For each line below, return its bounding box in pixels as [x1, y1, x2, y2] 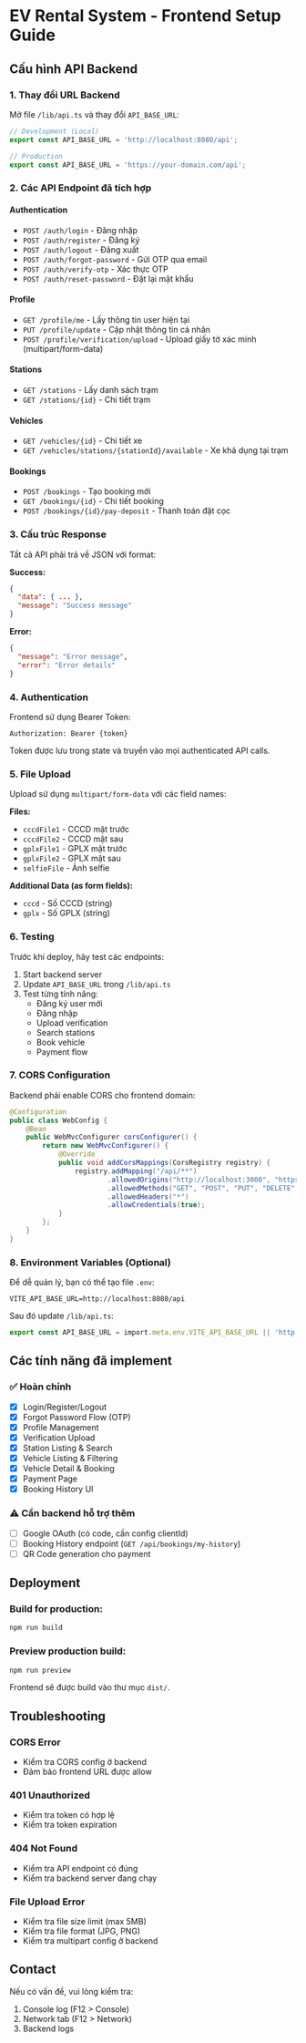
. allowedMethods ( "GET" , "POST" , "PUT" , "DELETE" [107, 1183, 296, 1192]
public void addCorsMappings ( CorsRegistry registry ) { [57, 1159, 271, 1168]
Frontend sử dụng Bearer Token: [9, 711, 131, 722]
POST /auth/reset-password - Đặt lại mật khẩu [22, 273, 194, 284]
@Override [57, 1150, 96, 1159]
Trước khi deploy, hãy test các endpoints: [9, 951, 165, 962]
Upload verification [36, 1017, 108, 1028]
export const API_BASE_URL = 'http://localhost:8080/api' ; [9, 135, 239, 144]
